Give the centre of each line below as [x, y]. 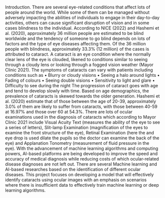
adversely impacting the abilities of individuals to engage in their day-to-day [82, 17]
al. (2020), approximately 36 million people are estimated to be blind [74, 33]
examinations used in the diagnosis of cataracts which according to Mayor [81, 117]
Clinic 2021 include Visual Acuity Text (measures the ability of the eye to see [82, 122]
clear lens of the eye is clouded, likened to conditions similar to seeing [76, 59]
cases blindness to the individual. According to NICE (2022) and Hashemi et [82, 28]
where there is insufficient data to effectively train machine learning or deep [82, 185]
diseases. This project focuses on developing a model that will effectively [80, 175]
